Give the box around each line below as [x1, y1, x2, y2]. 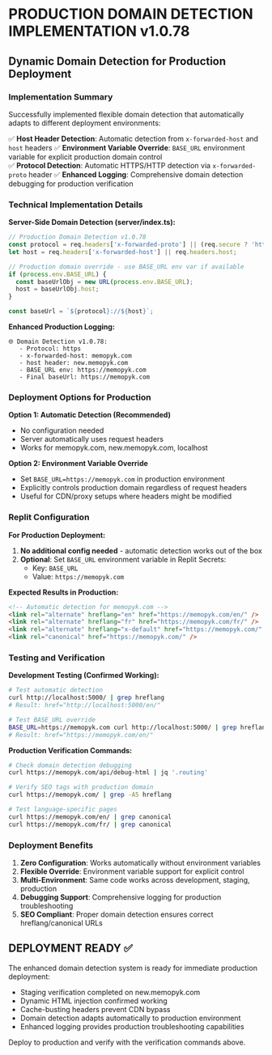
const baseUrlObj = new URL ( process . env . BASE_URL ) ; [15, 278, 194, 286]
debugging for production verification [8, 179, 134, 189]
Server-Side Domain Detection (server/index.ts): [8, 218, 176, 227]
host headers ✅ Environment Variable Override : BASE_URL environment [8, 142, 245, 152]
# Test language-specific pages [8, 806, 117, 814]
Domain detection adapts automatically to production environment [19, 1013, 241, 1023]
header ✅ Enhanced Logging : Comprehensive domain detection [28, 169, 244, 179]
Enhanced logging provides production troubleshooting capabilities [19, 1021, 244, 1032]
